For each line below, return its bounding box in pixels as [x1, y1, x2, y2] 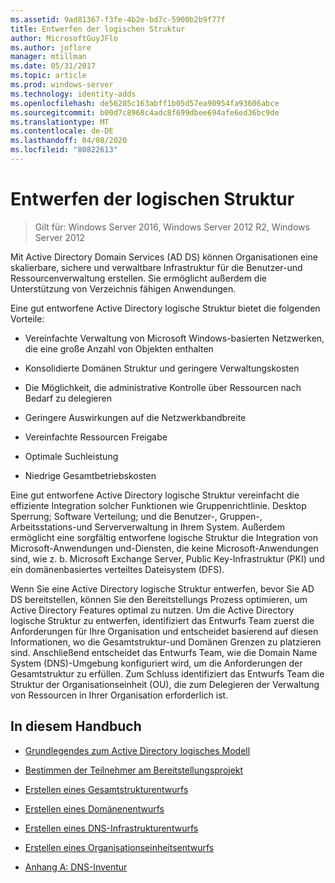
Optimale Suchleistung [24, 450, 119, 462]
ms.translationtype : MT [10, 117, 110, 127]
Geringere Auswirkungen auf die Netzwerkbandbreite [24, 411, 247, 423]
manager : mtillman [10, 52, 87, 62]
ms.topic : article [10, 71, 87, 81]
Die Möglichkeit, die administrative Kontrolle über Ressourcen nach [24, 381, 302, 393]
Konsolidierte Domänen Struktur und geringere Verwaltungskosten [24, 362, 300, 374]
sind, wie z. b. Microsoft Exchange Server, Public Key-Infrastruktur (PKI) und [10, 552, 325, 565]
